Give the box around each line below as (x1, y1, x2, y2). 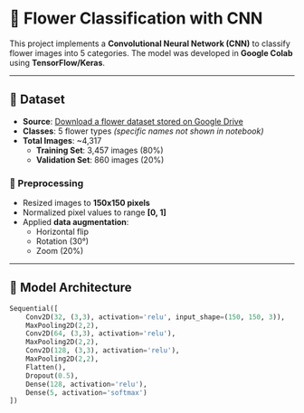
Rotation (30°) (35, 236, 89, 247)
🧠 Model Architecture (9, 280, 133, 296)
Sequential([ (9, 304, 59, 313)
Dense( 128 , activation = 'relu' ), (25, 380, 147, 389)
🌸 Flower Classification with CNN (9, 8, 263, 29)
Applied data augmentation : (22, 217, 129, 228)
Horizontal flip (35, 226, 89, 238)
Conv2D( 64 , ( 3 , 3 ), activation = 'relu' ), (25, 329, 176, 338)
